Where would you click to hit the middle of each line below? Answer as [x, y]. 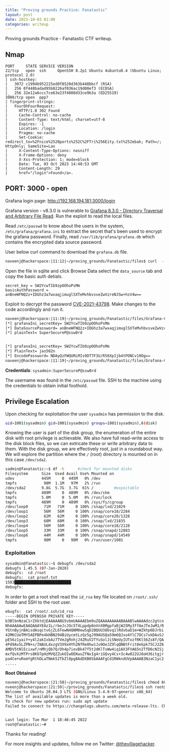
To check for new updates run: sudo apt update [56, 701]
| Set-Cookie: [25, 138]
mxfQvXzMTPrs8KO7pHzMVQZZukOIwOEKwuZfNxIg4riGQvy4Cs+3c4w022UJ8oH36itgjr [85, 654]
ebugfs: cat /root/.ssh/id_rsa [39, 611]
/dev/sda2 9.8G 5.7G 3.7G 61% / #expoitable [72, 488]
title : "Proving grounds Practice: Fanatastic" [56, 10]
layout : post [19, 15]
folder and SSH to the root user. [38, 602]
